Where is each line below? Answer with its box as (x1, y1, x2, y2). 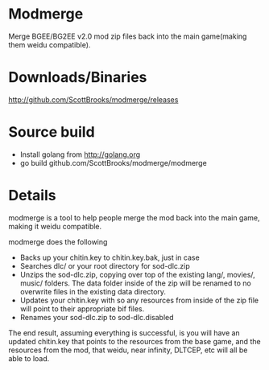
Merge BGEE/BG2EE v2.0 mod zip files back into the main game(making (8, 31, 247, 41)
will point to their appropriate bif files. (19, 303, 145, 314)
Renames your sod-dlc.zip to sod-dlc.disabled (19, 312, 175, 322)
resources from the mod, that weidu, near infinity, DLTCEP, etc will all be (8, 345, 248, 355)
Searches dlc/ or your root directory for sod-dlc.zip (19, 261, 191, 270)
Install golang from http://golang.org (19, 150, 141, 159)
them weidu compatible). (8, 39, 91, 49)
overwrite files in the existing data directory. (19, 286, 167, 296)
